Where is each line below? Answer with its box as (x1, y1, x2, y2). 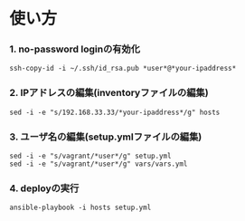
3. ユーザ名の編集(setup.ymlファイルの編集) (9, 130, 203, 143)
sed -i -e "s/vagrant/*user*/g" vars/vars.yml (9, 159, 188, 168)
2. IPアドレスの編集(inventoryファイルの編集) (9, 87, 210, 100)
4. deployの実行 (9, 182, 80, 195)
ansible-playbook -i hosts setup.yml (9, 203, 152, 213)
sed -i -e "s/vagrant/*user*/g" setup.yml (9, 151, 172, 161)
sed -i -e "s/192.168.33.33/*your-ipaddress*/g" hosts (9, 108, 221, 117)
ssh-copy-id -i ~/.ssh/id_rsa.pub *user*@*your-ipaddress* (9, 64, 237, 73)
